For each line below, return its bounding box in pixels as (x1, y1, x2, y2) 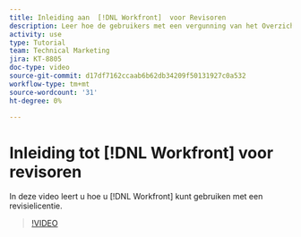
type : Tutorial (9, 38, 66, 47)
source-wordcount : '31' (9, 88, 99, 97)
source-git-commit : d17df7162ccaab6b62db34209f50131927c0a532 (9, 72, 246, 80)
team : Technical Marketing (9, 47, 110, 55)
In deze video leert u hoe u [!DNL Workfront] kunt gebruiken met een (9, 191, 263, 202)
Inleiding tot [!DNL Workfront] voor (9, 142, 274, 163)
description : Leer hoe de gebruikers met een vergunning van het (9, 21, 258, 30)
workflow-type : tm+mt (9, 80, 90, 89)
